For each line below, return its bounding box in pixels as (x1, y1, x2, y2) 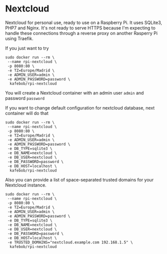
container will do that (5, 110, 48, 116)
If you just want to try (5, 45, 49, 51)
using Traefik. (5, 35, 33, 41)
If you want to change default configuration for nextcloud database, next (5, 104, 155, 110)
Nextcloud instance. (5, 182, 46, 188)
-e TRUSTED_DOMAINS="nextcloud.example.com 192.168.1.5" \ (7, 239, 133, 245)
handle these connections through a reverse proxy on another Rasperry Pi (5, 30, 158, 36)
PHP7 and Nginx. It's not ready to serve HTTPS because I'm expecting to (5, 24, 156, 30)
